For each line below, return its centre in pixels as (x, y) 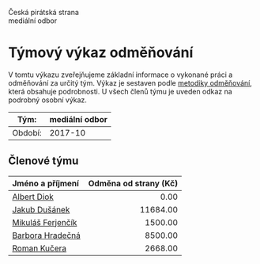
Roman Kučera (40, 248)
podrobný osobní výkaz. (47, 100)
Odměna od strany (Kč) (133, 183)
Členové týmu (43, 161)
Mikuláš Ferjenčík (45, 222)
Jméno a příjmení (45, 183)
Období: (27, 132)
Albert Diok (33, 197)
